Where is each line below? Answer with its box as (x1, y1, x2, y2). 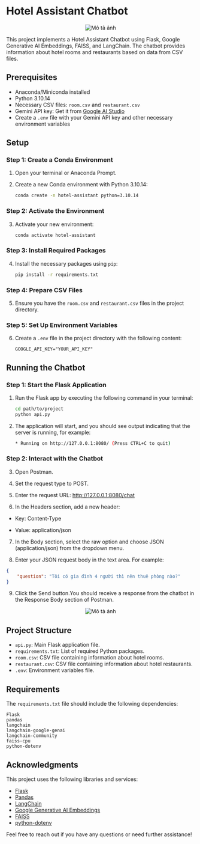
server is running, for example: (14, 429, 91, 436)
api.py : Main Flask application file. (14, 641, 100, 649)
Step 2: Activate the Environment (6, 207, 105, 215)
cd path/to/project (14, 406, 64, 412)
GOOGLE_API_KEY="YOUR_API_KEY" (14, 346, 93, 352)
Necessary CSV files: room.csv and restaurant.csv (14, 101, 141, 108)
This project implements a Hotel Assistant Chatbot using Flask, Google (6, 35, 180, 43)
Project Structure (6, 625, 72, 635)
